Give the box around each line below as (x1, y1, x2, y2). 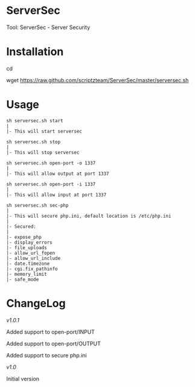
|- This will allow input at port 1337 (6, 192, 107, 198)
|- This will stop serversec (6, 149, 80, 155)
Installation (6, 45, 64, 59)
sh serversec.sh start (6, 117, 63, 124)
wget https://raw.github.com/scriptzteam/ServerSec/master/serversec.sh (6, 76, 189, 83)
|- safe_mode (6, 276, 39, 282)
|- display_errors (6, 239, 53, 246)
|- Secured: (6, 223, 36, 230)
